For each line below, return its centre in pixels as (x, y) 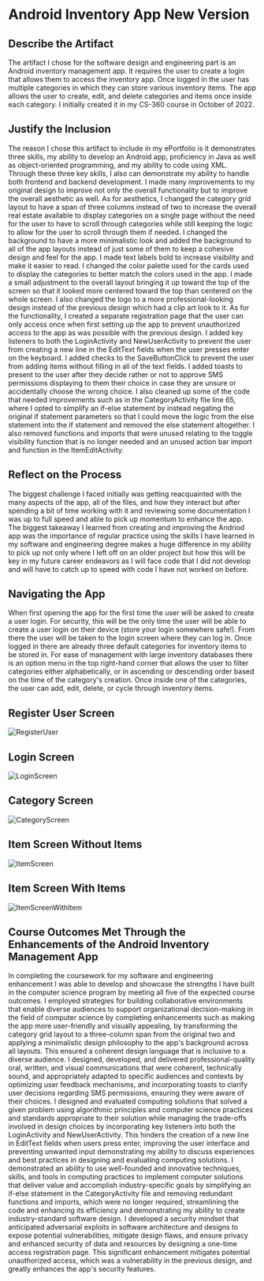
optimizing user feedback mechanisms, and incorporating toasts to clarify (128, 1085)
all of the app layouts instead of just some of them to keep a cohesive (121, 248)
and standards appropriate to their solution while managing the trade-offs (127, 1119)
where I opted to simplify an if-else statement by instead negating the (121, 408)
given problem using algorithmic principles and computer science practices (131, 1110)
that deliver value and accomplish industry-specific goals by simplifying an (130, 1186)
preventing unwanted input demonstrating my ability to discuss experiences (131, 1152)
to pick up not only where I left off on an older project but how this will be (127, 552)
